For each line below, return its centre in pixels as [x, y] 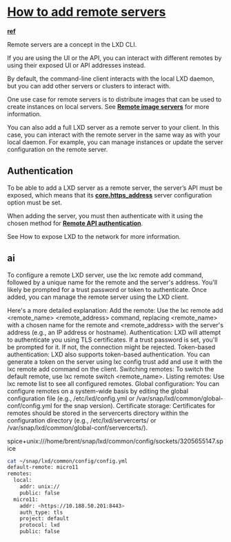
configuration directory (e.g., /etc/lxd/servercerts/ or [82, 420]
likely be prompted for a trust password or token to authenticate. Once [107, 289]
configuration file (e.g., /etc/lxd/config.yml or [71, 398]
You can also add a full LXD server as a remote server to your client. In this [113, 127]
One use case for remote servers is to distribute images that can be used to [114, 99]
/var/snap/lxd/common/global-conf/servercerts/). [78, 427]
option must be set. [34, 202]
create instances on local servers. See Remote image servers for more [108, 106]
